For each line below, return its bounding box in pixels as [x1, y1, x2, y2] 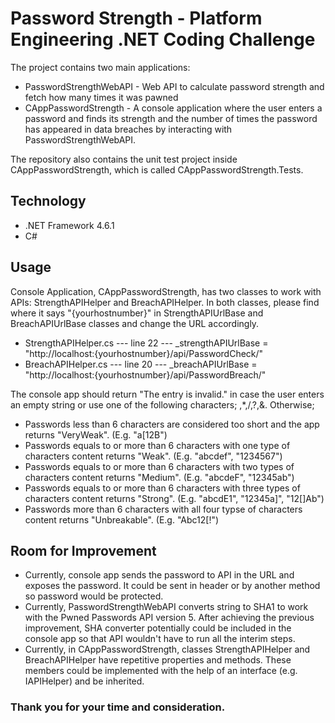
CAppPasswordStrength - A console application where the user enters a [24, 102, 323, 114]
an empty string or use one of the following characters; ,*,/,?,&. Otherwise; [10, 398, 315, 411]
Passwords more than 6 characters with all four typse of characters [24, 503, 303, 515]
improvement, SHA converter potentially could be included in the [24, 622, 292, 634]
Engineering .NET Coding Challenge [10, 28, 316, 51]
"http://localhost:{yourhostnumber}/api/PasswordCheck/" [24, 347, 264, 359]
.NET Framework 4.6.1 [24, 219, 115, 231]
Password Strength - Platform [10, 7, 263, 30]
